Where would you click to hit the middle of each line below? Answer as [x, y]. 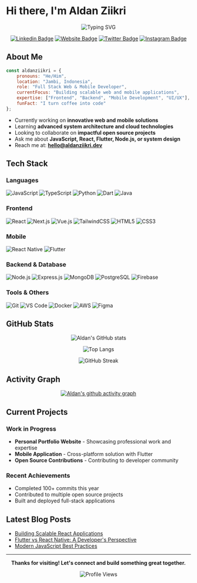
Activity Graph [33, 379]
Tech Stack [27, 164]
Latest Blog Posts [39, 519]
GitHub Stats [30, 324]
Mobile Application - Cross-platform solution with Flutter [84, 454]
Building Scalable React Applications [59, 534]
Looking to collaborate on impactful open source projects [85, 132]
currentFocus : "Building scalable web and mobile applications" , [98, 92]
